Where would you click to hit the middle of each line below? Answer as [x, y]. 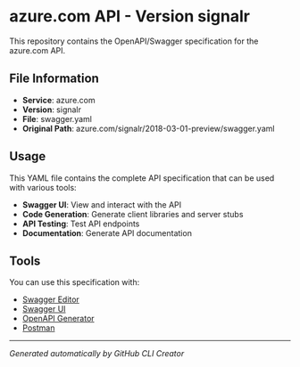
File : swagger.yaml [57, 118]
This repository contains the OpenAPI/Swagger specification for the [134, 41]
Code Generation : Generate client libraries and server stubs [133, 214]
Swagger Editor [51, 299]
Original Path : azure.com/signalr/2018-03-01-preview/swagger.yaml [148, 128]
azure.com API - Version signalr [129, 16]
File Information [54, 79]
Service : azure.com [58, 100]
